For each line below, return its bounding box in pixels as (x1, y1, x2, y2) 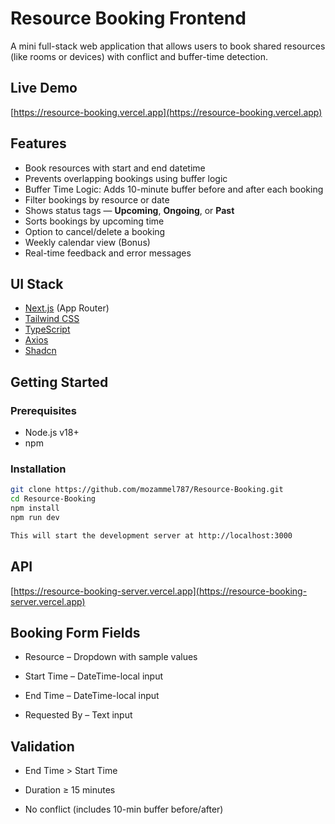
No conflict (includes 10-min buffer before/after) (24, 803, 224, 816)
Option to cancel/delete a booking (24, 225, 166, 237)
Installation (10, 462, 67, 476)
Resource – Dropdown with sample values (24, 651, 198, 663)
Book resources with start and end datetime (24, 162, 206, 174)
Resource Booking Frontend (10, 7, 247, 30)
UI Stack (10, 275, 64, 292)
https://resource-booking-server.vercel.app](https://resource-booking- (13, 585, 308, 597)
